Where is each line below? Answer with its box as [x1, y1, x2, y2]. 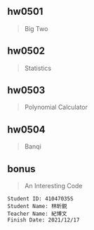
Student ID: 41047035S [7, 195, 74, 202]
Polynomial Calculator [24, 103, 88, 112]
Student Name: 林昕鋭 [7, 203, 67, 210]
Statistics [24, 64, 52, 72]
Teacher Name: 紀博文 [7, 210, 67, 218]
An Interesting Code [24, 182, 83, 190]
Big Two [24, 24, 48, 33]
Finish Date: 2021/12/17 [7, 217, 80, 224]
